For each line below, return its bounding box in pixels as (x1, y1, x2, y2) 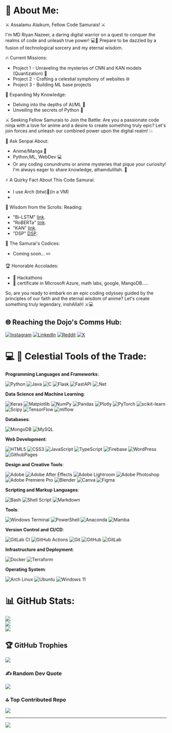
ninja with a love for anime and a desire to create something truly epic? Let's (5, 122, 166, 128)
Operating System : (5, 566, 46, 572)
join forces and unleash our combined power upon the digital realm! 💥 (5, 128, 153, 134)
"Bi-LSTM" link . (12, 214, 46, 220)
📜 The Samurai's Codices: (5, 240, 60, 246)
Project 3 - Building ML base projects (12, 82, 92, 88)
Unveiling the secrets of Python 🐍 (12, 107, 83, 113)
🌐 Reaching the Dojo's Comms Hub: (5, 318, 122, 327)
